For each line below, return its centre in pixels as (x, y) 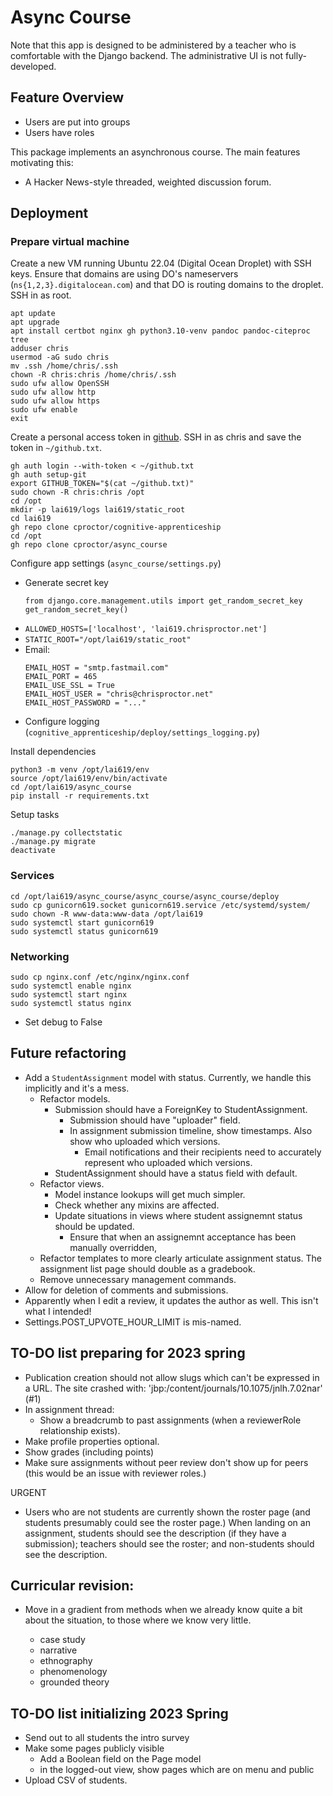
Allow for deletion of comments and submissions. (126, 1290)
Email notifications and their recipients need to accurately (203, 1152)
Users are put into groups (77, 122)
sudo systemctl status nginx (71, 1004)
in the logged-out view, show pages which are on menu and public (177, 1770)
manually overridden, (113, 1247)
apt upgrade (35, 322)
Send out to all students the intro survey (107, 1738)
